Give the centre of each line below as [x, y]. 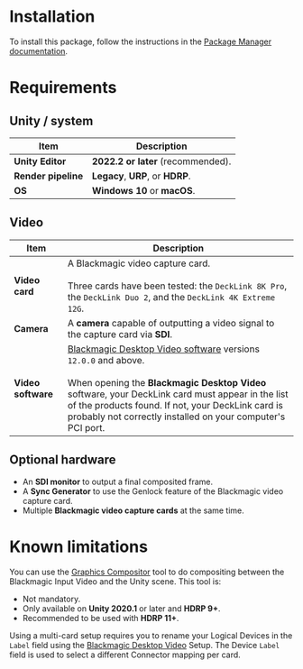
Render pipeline [49, 176]
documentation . [39, 50]
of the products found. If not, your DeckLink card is [175, 405]
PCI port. [86, 427]
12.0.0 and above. [106, 360]
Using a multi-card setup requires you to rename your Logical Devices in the [151, 635]
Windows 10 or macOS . [143, 190]
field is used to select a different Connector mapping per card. [125, 655]
